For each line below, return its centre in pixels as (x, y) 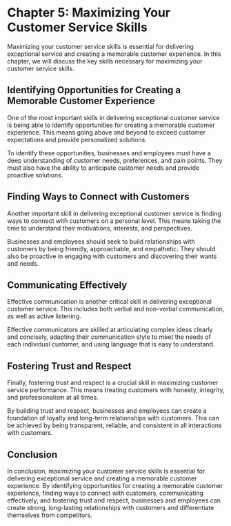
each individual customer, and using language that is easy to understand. (111, 344)
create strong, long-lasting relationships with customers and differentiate (111, 508)
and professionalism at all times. (53, 398)
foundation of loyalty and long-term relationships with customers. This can (113, 418)
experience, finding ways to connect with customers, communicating (105, 493)
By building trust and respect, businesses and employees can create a (107, 411)
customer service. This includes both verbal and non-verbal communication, (116, 309)
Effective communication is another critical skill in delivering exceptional (110, 302)
